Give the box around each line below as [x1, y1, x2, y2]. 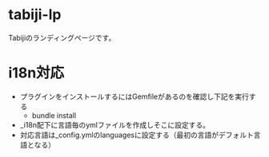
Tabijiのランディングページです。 [8, 33, 116, 42]
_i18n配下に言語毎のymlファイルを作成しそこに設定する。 [19, 120, 211, 129]
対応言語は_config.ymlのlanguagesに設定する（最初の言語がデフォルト [19, 130, 254, 139]
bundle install [31, 110, 77, 120]
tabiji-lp [8, 6, 62, 24]
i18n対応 [8, 64, 65, 82]
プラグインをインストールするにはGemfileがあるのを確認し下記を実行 [19, 92, 250, 101]
